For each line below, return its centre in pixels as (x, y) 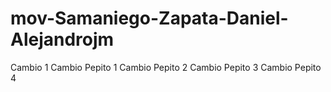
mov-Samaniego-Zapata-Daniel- (149, 18)
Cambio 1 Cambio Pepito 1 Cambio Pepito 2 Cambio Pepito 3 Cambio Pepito (166, 67)
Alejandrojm (62, 39)
